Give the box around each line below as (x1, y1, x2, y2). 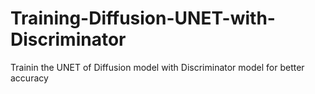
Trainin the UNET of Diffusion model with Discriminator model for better (10, 61, 305, 73)
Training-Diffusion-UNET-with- (10, 7, 276, 30)
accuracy (10, 72, 49, 84)
